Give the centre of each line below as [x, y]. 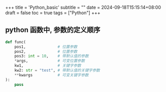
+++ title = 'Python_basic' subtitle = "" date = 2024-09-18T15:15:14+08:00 [83, 7]
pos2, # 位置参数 [46, 51]
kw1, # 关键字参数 [48, 66]
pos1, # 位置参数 [46, 47]
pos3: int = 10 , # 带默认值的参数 [52, 56]
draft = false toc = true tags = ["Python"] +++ [53, 13]
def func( [16, 42]
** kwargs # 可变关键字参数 [52, 75]
